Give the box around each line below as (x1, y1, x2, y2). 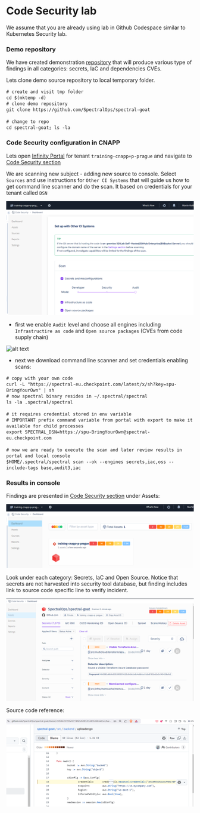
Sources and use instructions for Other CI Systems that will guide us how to (6, 176, 190, 183)
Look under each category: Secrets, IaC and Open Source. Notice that (6, 574, 179, 581)
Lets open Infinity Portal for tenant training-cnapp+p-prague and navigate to (6, 152, 192, 159)
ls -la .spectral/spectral (6, 399, 73, 405)
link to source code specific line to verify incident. (6, 586, 129, 593)
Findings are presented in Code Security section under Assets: (6, 492, 160, 500)
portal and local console (6, 453, 70, 459)
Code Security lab (6, 4, 97, 18)
